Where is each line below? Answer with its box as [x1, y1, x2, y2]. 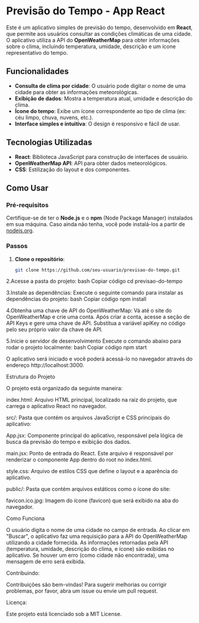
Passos [6, 242, 28, 251]
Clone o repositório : [14, 255, 65, 262]
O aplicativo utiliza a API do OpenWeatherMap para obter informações [6, 36, 180, 43]
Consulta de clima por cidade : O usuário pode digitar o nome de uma [14, 82, 186, 89]
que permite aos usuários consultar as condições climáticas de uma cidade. [6, 30, 192, 37]
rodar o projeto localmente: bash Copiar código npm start [6, 344, 147, 351]
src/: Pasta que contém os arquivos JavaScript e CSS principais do [6, 414, 170, 421]
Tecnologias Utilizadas [6, 137, 93, 148]
